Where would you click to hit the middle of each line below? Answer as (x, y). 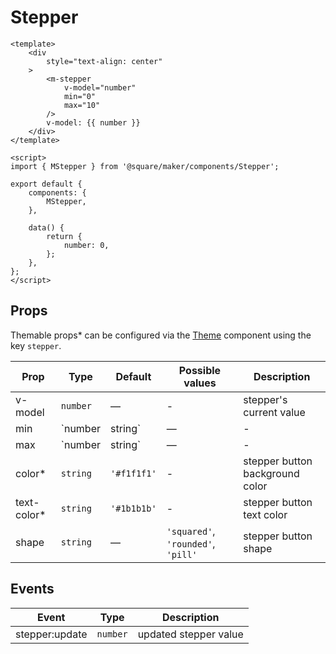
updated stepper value (190, 634)
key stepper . (36, 345)
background (271, 473)
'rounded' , (191, 543)
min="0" (80, 96)
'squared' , (191, 531)
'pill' (182, 554)
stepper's (265, 399)
